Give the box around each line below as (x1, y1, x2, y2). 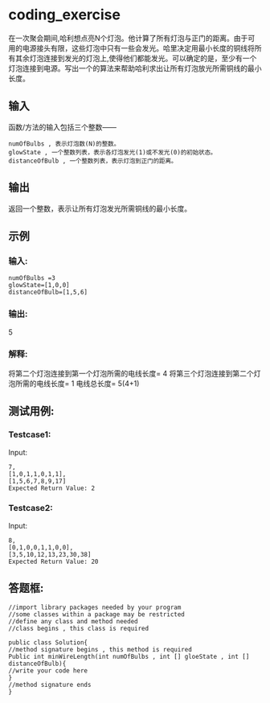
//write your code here (8, 666, 88, 675)
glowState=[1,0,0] (8, 282, 70, 290)
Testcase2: (8, 503, 54, 514)
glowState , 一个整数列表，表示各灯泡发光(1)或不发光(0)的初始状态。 (8, 148, 217, 156)
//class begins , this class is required (8, 624, 149, 632)
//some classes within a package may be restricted (8, 610, 185, 619)
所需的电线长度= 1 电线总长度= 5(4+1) (14, 378, 140, 388)
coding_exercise (8, 6, 121, 24)
